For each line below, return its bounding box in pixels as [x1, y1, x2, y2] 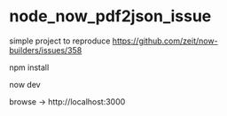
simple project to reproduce [9, 35, 111, 46]
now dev [9, 79, 42, 89]
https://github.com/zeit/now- [112, 35, 219, 46]
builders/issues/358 [9, 44, 82, 55]
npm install [9, 62, 50, 73]
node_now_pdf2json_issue [9, 6, 212, 27]
